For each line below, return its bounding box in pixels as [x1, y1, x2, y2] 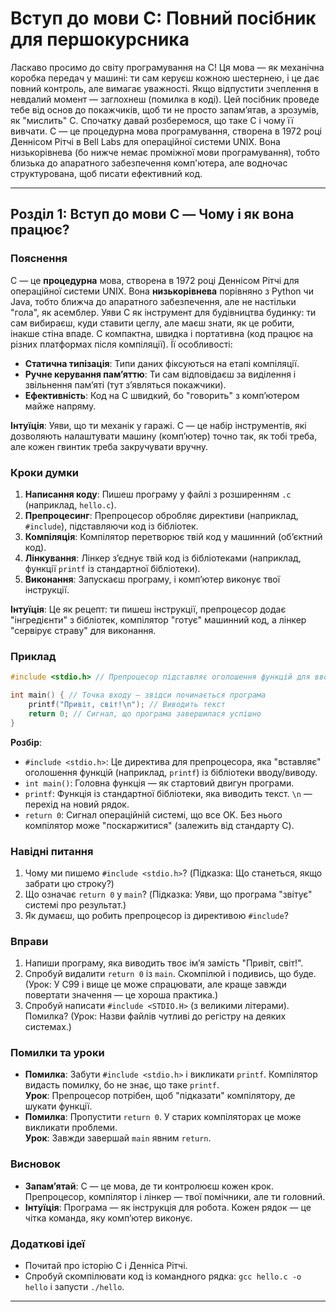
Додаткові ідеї [10, 1237, 86, 1251]
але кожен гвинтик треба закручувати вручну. [10, 440, 209, 452]
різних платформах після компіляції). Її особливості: [10, 338, 233, 350]
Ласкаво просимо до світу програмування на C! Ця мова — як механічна [10, 61, 325, 73]
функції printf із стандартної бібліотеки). [24, 562, 201, 574]
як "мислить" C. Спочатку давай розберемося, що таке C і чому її [10, 114, 294, 126]
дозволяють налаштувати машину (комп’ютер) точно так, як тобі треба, [10, 430, 318, 442]
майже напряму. [24, 400, 97, 412]
